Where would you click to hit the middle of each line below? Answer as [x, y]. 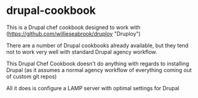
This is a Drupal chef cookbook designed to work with [73, 27]
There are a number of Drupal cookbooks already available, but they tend [97, 45]
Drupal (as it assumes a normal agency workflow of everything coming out [99, 70]
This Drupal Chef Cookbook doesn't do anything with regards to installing [98, 64]
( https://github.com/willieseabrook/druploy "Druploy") [73, 33]
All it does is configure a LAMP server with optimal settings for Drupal [93, 88]
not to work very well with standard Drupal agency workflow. [82, 51]
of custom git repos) [32, 76]
